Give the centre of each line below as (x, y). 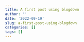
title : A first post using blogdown (42, 9)
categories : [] (20, 28)
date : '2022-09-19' (25, 18)
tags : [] (14, 32)
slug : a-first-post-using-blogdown (41, 23)
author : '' (16, 14)
